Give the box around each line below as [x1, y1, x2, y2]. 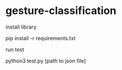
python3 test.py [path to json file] [5, 57, 86, 64]
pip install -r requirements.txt [5, 34, 76, 41]
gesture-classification [5, 4, 117, 17]
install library [5, 23, 37, 30]
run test [5, 45, 25, 53]
